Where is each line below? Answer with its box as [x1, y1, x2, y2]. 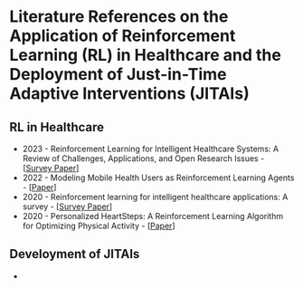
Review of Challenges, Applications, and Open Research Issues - [22, 153, 265, 164]
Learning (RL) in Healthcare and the [9, 45, 282, 65]
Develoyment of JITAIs [9, 246, 140, 262]
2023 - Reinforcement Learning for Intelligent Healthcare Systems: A [22, 143, 279, 154]
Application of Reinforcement [9, 25, 236, 46]
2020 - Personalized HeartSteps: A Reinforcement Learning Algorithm [22, 211, 283, 221]
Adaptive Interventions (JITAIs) [9, 83, 251, 104]
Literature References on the [9, 6, 229, 27]
